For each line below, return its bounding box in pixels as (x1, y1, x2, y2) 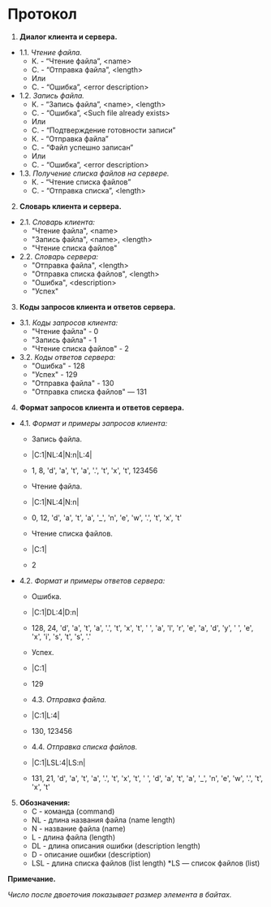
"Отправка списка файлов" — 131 (31, 387, 148, 397)
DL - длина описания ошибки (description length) (31, 840, 200, 850)
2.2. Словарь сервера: (19, 251, 99, 261)
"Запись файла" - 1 (31, 335, 97, 345)
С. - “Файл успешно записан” (31, 142, 134, 152)
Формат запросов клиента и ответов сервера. (19, 402, 184, 412)
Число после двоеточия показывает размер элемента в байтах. (7, 889, 232, 899)
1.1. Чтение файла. (19, 47, 83, 57)
